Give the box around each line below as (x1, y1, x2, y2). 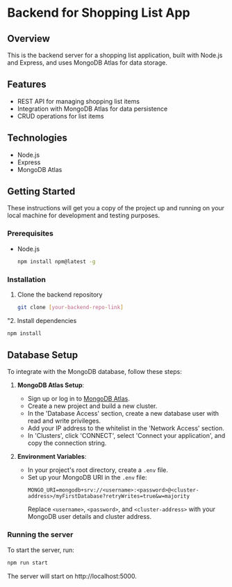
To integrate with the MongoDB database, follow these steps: (7, 368, 182, 376)
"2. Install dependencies (7, 316, 77, 324)
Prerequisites (7, 228, 53, 238)
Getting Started (7, 186, 76, 198)
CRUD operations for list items (17, 111, 104, 120)
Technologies (7, 132, 68, 144)
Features (7, 79, 47, 91)
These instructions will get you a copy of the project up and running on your (7, 204, 224, 212)
